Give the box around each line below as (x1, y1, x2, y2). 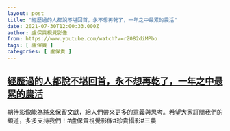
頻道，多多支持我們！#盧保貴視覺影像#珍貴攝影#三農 (7, 116, 157, 124)
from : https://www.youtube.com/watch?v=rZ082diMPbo (7, 36, 157, 43)
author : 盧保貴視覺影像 (7, 29, 68, 36)
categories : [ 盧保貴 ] (7, 49, 72, 56)
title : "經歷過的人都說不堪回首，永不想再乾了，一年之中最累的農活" (7, 16, 178, 23)
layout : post (7, 10, 44, 17)
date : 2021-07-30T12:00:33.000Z (7, 23, 99, 29)
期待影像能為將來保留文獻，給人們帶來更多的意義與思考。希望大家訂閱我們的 (7, 108, 223, 116)
